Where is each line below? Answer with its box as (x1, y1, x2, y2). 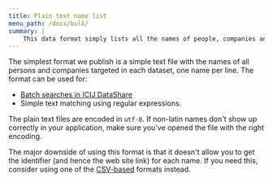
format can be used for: (8, 74, 88, 84)
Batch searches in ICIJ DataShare (19, 90, 132, 100)
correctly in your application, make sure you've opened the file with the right (8, 123, 264, 132)
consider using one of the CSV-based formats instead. (8, 164, 191, 175)
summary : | (8, 27, 45, 35)
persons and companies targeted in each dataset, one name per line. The (8, 66, 254, 76)
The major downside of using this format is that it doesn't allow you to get (8, 147, 255, 157)
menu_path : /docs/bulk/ (8, 19, 89, 28)
